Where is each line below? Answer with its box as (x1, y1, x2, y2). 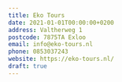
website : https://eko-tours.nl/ (8, 55, 114, 63)
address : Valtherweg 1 (8, 26, 83, 34)
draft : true (8, 62, 47, 70)
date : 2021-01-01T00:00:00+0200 (8, 19, 114, 27)
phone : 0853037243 (8, 48, 68, 55)
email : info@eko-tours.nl (8, 41, 93, 48)
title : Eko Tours (8, 11, 65, 20)
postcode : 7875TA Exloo (8, 33, 87, 41)
